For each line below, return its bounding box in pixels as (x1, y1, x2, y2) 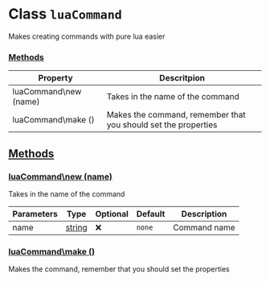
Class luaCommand (8, 5, 122, 23)
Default (136, 208, 166, 219)
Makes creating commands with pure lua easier (8, 31, 166, 41)
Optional (95, 208, 129, 219)
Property (38, 73, 74, 84)
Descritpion (159, 73, 206, 84)
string (65, 222, 88, 233)
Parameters (12, 208, 58, 219)
